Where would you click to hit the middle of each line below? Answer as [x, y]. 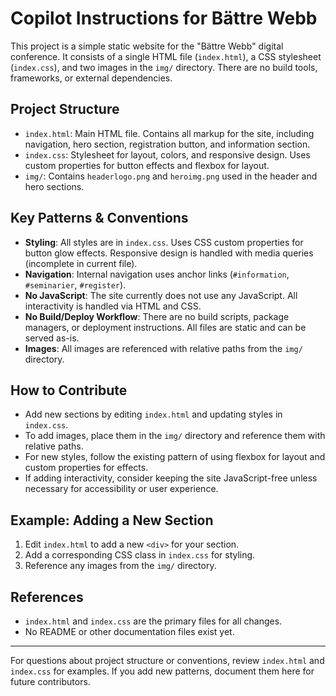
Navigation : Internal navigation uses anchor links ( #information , [157, 274]
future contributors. [50, 681]
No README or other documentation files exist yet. [129, 631]
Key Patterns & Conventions [99, 218]
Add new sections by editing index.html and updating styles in [153, 414]
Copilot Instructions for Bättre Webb [164, 18]
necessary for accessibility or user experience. [121, 489]
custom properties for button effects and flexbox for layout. [147, 165]
